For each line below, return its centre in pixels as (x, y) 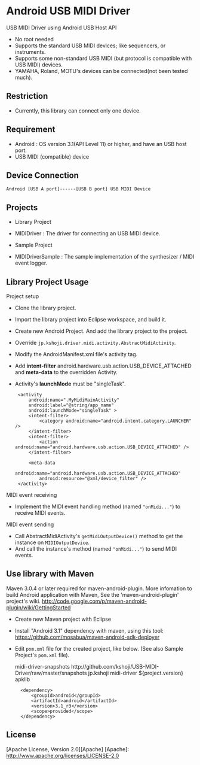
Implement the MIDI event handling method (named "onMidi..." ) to (98, 506)
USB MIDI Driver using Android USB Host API (61, 28)
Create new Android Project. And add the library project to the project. (101, 331)
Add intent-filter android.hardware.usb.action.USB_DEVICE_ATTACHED (103, 366)
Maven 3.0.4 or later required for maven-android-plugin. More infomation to (99, 588)
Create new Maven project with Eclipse (63, 619)
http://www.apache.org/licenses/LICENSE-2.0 (63, 755)
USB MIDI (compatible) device (52, 156)
